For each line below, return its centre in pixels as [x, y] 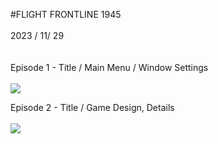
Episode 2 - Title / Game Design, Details [92, 107]
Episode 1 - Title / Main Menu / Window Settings [109, 67]
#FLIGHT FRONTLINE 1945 [66, 14]
